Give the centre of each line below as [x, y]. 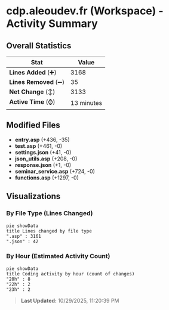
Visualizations [33, 196]
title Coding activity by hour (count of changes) [70, 274]
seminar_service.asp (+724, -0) [55, 171]
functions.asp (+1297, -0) [47, 178]
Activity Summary [52, 24]
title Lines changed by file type [49, 231]
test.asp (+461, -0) [39, 146]
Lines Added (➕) [33, 72]
